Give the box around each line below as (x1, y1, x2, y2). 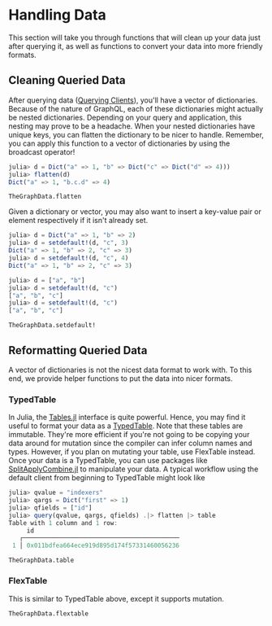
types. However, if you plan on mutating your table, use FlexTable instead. (8, 447, 256, 457)
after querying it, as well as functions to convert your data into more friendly (8, 41, 263, 50)
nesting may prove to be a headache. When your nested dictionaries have (8, 120, 256, 131)
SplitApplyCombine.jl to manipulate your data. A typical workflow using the (8, 464, 259, 474)
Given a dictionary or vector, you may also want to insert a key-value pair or (8, 207, 261, 217)
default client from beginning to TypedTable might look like (8, 473, 205, 483)
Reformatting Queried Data (8, 344, 148, 357)
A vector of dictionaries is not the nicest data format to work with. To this (8, 365, 253, 374)
